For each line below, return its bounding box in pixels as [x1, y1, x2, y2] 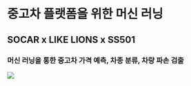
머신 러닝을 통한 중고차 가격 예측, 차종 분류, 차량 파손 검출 [7, 55, 184, 65]
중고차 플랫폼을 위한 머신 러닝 [7, 6, 163, 22]
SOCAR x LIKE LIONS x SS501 [7, 33, 136, 45]
